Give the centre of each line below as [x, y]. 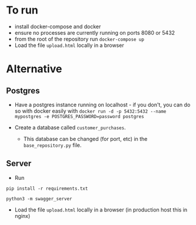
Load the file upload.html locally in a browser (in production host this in [101, 210]
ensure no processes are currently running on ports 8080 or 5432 [95, 32]
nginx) [22, 216]
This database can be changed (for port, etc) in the [85, 139]
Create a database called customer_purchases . [70, 127]
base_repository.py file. [52, 145]
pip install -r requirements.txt [47, 189]
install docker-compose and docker [58, 26]
